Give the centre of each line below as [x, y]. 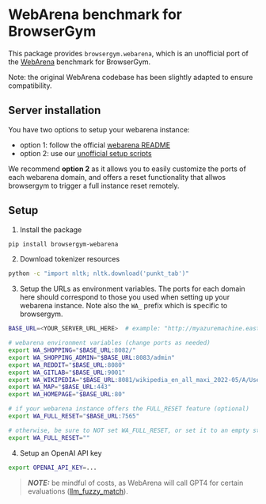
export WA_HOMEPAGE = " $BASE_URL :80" [67, 395]
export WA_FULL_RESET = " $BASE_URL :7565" [74, 416]
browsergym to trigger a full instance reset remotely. [94, 185]
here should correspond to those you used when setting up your [125, 297]
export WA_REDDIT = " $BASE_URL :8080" [67, 365]
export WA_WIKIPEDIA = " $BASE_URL [61, 380]
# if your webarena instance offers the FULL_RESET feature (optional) [129, 409]
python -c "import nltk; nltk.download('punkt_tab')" [99, 274]
